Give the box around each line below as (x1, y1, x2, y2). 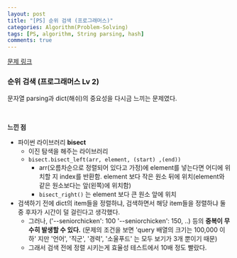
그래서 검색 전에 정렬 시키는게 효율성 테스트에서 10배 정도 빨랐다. (28, 243, 207, 252)
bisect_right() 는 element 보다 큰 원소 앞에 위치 (38, 190, 177, 199)
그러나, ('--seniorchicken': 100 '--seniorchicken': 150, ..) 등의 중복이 (28, 217, 224, 225)
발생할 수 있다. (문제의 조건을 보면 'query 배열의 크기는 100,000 (41, 225, 218, 235)
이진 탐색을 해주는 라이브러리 (28, 147, 109, 156)
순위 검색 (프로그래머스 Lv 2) (7, 77, 99, 87)
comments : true (7, 37, 53, 44)
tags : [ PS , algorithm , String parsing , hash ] (7, 30, 144, 38)
